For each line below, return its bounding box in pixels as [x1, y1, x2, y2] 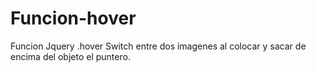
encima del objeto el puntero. [10, 50, 131, 62]
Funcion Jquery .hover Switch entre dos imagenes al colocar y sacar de [10, 40, 307, 52]
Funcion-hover [10, 7, 137, 30]
